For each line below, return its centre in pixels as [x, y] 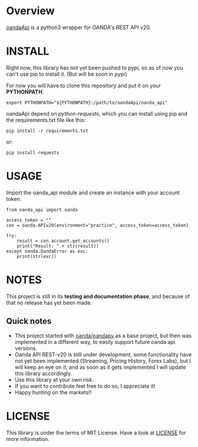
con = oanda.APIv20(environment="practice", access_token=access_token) [98, 225]
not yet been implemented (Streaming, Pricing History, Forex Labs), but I [103, 360]
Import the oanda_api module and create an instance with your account [93, 192]
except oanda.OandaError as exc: [47, 251]
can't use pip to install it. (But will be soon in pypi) [66, 74]
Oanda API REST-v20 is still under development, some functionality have [103, 355]
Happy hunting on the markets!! [53, 392]
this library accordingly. [43, 373]
